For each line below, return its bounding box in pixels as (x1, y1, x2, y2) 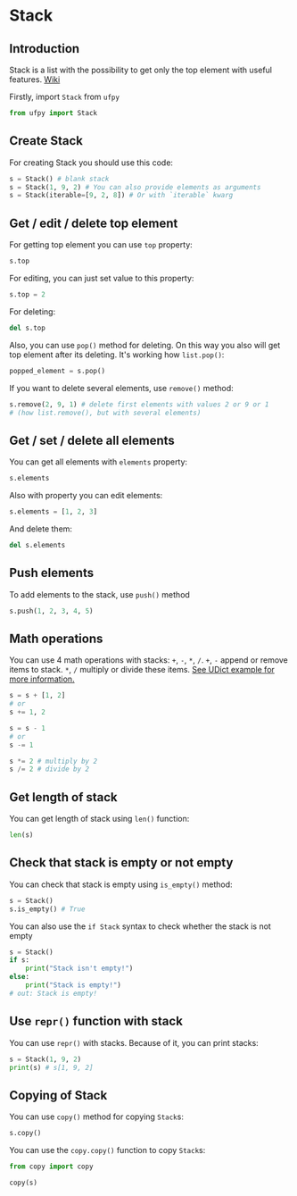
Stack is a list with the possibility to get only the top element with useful (9, 64, 272, 75)
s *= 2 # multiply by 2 (9, 757, 98, 765)
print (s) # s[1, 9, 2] (9, 1063, 94, 1072)
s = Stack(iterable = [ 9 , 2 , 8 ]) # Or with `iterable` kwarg (9, 191, 234, 200)
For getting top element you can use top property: (9, 239, 194, 250)
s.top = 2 (9, 290, 46, 299)
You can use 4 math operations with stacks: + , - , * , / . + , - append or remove (9, 655, 288, 665)
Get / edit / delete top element (9, 215, 178, 230)
